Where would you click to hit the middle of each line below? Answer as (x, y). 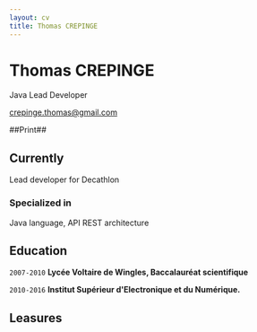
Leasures (36, 318)
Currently (37, 158)
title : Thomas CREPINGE (54, 26)
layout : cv (30, 17)
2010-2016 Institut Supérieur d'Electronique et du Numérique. (125, 290)
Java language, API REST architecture (79, 223)
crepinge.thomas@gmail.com (64, 112)
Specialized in (40, 203)
